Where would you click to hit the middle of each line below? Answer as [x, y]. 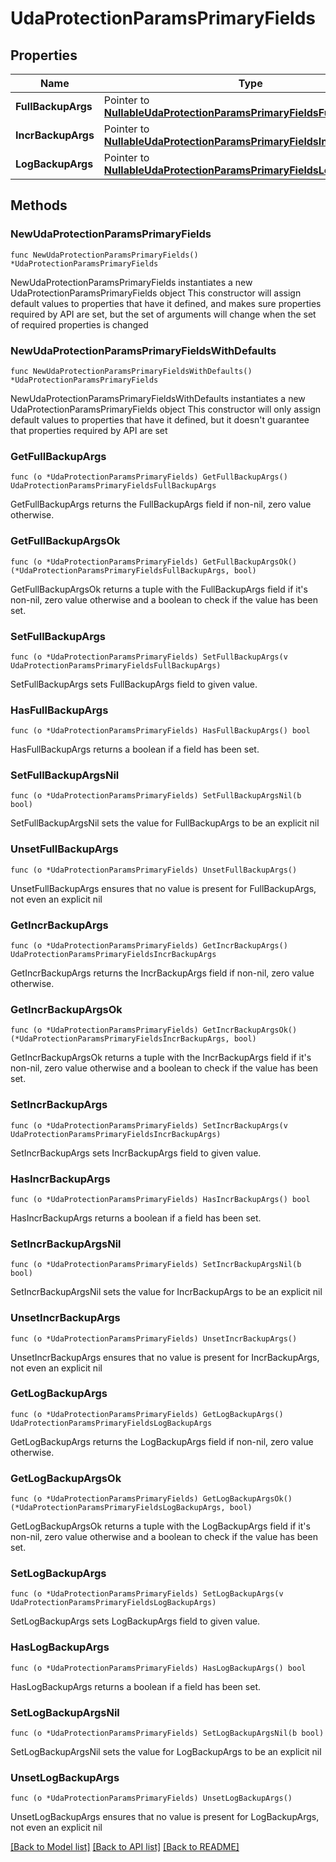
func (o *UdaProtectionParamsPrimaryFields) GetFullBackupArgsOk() [154, 562]
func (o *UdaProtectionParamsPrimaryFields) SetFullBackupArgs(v [149, 657]
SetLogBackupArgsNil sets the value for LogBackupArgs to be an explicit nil [166, 1752]
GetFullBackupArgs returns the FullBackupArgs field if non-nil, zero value [161, 504]
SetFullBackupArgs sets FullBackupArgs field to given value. [134, 684]
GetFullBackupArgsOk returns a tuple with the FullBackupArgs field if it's [159, 589]
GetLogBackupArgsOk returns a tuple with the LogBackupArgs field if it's [160, 1526]
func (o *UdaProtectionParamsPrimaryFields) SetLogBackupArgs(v [147, 1594]
